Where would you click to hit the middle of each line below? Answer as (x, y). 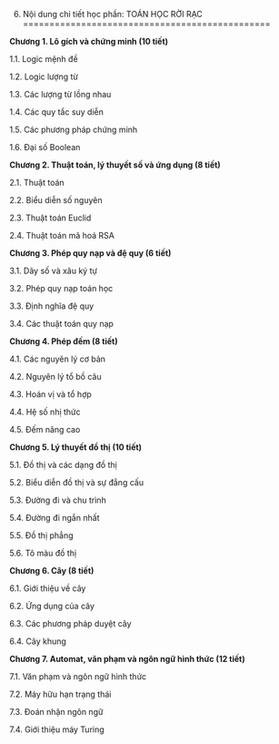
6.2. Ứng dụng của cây (52, 606)
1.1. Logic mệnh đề (44, 59)
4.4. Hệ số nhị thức (45, 412)
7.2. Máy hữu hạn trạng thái (60, 694)
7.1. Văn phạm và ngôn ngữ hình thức (78, 677)
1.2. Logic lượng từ (44, 76)
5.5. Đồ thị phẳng (42, 535)
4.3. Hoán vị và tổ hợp (51, 394)
